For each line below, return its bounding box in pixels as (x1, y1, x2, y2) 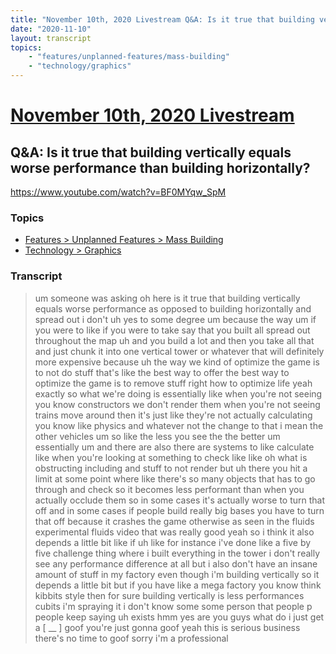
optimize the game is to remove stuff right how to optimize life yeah (34, 377, 313, 389)
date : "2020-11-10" (10, 24, 92, 34)
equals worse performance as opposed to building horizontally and (34, 302, 312, 315)
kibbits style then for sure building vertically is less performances (34, 589, 305, 601)
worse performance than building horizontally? (10, 159, 311, 176)
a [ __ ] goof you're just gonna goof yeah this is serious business (34, 621, 301, 633)
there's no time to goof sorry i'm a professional (34, 632, 229, 644)
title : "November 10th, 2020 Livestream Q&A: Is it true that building (10, 14, 315, 25)
